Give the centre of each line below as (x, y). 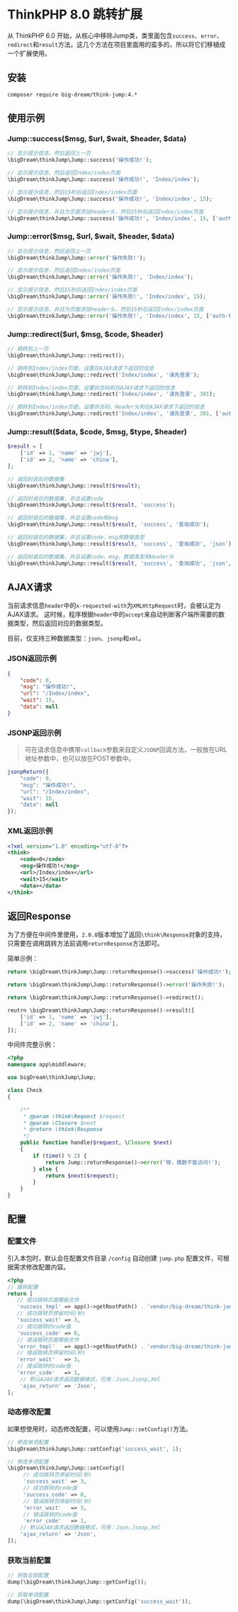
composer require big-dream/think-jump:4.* (73, 94)
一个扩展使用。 (29, 53)
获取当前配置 (29, 1560)
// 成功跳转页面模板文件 (48, 1300)
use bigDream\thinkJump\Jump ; (52, 1078)
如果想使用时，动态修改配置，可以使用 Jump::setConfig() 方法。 (100, 1429)
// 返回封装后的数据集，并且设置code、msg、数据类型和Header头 (91, 557)
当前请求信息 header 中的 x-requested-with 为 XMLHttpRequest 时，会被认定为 (114, 606)
